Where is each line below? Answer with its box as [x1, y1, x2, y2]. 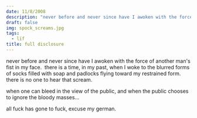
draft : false [6, 19, 38, 25]
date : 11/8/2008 [6, 8, 46, 15]
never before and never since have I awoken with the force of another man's [6, 57, 191, 65]
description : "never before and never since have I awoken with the [6, 14, 177, 20]
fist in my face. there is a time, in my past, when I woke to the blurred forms [6, 63, 190, 70]
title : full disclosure [6, 42, 64, 48]
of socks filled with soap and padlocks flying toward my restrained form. [6, 70, 181, 77]
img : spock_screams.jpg [6, 25, 64, 31]
